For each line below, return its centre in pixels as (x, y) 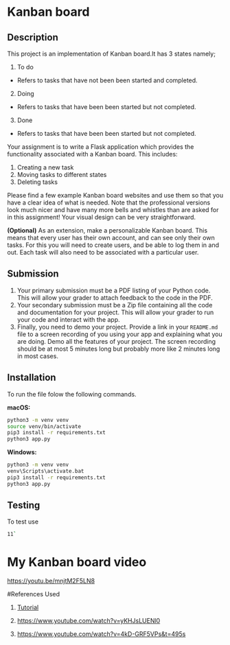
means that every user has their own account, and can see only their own (111, 238)
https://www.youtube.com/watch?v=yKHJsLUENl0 (89, 621)
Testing (24, 505)
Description (33, 37)
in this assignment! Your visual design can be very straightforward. (102, 217)
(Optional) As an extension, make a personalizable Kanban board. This (107, 230)
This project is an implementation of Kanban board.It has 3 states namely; (112, 54)
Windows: (22, 452)
